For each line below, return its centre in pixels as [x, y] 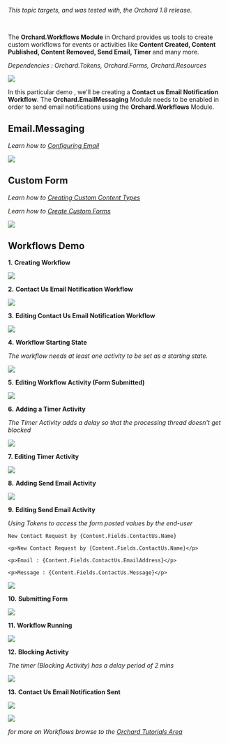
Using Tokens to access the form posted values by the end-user [100, 523]
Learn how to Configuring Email [54, 145]
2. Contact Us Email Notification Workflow [70, 290]
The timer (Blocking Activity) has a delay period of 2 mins [91, 666]
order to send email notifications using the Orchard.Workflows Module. [111, 107]
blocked [20, 430]
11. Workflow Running [40, 625]
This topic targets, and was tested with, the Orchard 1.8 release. [100, 10]
